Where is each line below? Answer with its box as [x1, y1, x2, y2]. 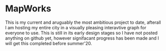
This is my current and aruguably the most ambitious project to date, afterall [5, 19, 161, 25]
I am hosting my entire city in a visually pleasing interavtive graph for [5, 24, 147, 30]
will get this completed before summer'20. [5, 40, 92, 46]
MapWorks [5, 3, 51, 14]
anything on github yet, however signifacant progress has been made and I [5, 35, 159, 41]
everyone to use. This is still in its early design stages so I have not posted [5, 30, 158, 36]
